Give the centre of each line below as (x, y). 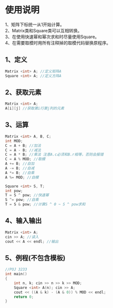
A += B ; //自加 (20, 164)
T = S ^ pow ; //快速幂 (27, 195)
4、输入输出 (23, 221)
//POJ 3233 (16, 269)
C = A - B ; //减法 (23, 150)
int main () (16, 274)
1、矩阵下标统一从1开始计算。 (35, 24)
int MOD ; (14, 141)
